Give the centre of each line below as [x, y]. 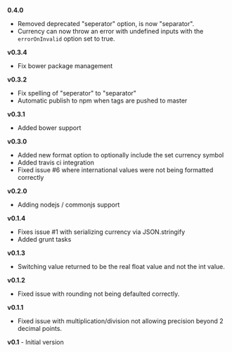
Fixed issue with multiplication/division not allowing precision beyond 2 [120, 321]
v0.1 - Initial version [36, 342]
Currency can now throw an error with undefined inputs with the [110, 31]
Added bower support [49, 128]
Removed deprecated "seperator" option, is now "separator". [106, 24]
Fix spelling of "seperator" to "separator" [77, 93]
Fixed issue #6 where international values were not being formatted [115, 170]
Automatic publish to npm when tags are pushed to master [102, 100]
